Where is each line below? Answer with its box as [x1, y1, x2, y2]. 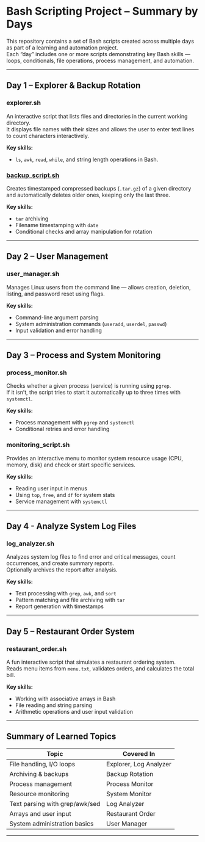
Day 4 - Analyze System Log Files [6, 521, 137, 531]
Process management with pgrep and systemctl [15, 419, 135, 426]
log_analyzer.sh [6, 539, 55, 548]
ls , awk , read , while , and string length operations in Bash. [15, 156, 159, 163]
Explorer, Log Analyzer [106, 760, 172, 768]
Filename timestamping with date [15, 221, 99, 228]
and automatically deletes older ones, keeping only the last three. [6, 191, 171, 198]
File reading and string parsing [15, 701, 93, 709]
